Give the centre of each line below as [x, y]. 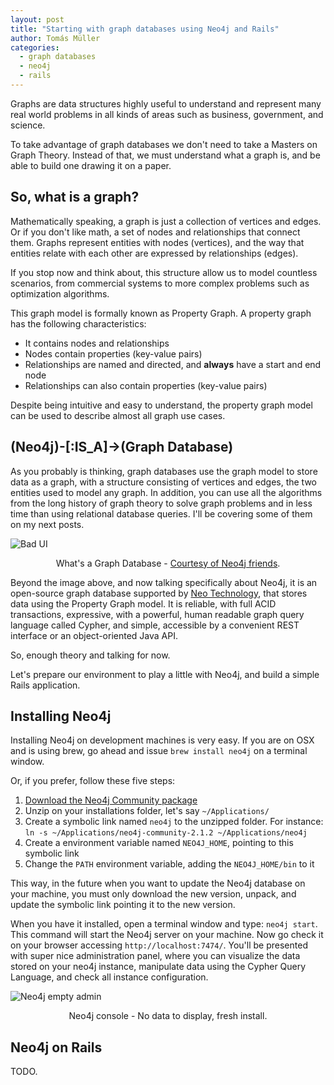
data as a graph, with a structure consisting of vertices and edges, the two [164, 482]
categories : [35, 47]
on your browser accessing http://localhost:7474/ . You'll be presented [159, 945]
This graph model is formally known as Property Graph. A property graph [161, 313]
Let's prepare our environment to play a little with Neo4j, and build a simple [165, 674]
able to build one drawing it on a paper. [91, 165]
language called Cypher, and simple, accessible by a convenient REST [155, 625]
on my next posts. [47, 524]
